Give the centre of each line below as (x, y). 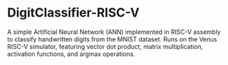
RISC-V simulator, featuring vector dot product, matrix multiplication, (105, 46)
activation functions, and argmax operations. (71, 54)
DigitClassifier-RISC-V (74, 13)
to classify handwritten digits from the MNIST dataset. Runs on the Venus (112, 39)
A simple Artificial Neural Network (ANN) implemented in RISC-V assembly (114, 32)
